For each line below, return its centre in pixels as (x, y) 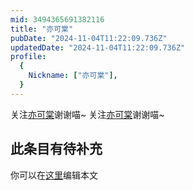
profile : (28, 57)
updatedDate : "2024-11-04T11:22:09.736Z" (98, 47)
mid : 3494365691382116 (57, 19)
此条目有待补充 (56, 149)
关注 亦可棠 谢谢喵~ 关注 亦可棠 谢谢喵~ (87, 114)
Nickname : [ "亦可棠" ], (73, 76)
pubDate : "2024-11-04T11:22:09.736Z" (89, 38)
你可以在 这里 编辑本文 (54, 175)
